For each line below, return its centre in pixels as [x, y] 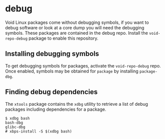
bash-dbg [14, 123]
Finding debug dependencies [51, 92]
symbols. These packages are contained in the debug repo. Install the [77, 33]
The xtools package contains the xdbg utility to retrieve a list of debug [77, 104]
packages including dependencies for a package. [56, 109]
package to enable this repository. [63, 38]
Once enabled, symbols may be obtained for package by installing [72, 71]
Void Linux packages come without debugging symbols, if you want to [77, 22]
